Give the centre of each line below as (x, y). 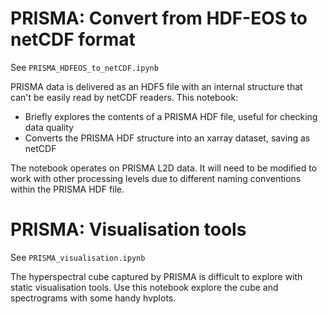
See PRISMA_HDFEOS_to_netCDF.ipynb (84, 67)
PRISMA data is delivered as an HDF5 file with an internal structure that (156, 86)
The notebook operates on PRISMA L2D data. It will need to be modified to (164, 168)
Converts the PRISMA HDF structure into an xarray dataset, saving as (167, 138)
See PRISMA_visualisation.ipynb (78, 257)
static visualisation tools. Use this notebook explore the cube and (144, 287)
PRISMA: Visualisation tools (128, 229)
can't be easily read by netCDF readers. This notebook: (124, 97)
